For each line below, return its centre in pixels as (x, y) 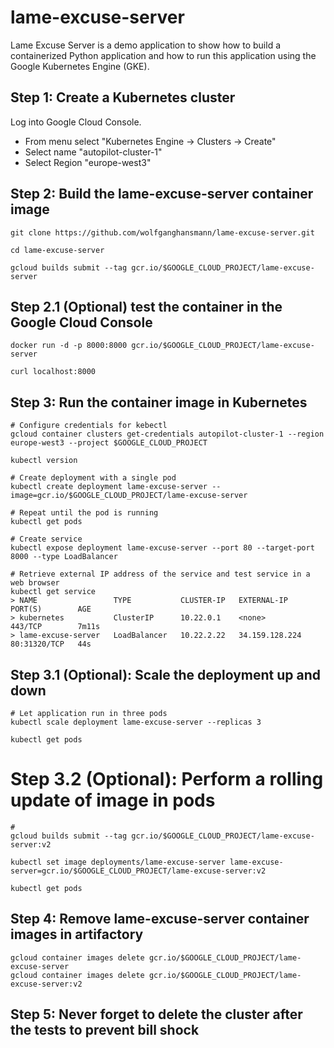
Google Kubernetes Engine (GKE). (80, 66)
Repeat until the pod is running (89, 513)
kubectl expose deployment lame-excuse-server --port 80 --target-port (162, 548)
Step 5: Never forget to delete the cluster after (156, 1014)
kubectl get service (53, 592)
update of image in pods (113, 800)
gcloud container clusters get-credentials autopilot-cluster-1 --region (167, 434)
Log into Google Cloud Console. (76, 122)
